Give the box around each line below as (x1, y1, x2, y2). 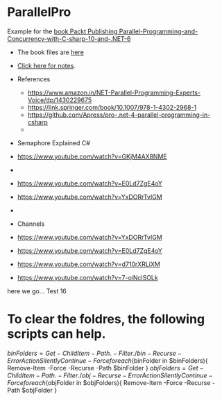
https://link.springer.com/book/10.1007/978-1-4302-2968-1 (27, 103, 197, 111)
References (17, 74, 51, 83)
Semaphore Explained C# (17, 138, 90, 147)
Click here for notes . (17, 61, 76, 69)
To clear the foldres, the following (7, 311, 205, 327)
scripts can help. (7, 326, 106, 342)
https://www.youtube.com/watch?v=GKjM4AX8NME (17, 152, 168, 161)
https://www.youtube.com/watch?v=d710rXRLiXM (17, 260, 161, 268)
